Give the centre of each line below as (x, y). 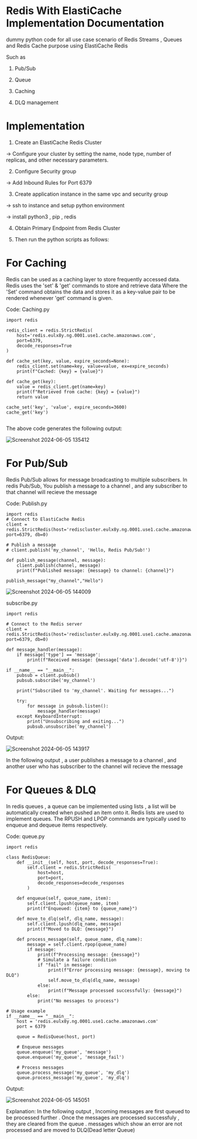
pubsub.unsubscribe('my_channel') (69, 727)
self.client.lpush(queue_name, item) (73, 903)
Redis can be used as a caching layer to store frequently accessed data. (93, 279)
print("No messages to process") (78, 1001)
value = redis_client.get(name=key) (62, 387)
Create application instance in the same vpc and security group (91, 194)
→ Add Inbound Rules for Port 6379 (49, 182)
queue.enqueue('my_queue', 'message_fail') (71, 1057)
